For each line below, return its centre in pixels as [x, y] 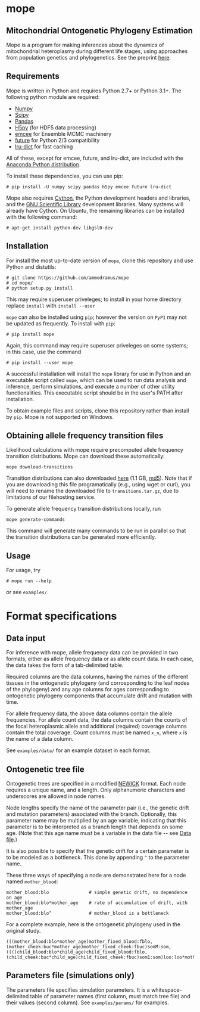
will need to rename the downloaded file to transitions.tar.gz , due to [93, 491]
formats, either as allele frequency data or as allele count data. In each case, [100, 659]
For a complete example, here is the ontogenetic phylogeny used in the [93, 924]
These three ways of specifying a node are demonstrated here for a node [96, 876]
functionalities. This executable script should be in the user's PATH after [95, 393]
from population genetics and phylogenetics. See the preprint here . [89, 58]
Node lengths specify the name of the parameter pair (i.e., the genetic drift [98, 808]
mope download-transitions [40, 467]
